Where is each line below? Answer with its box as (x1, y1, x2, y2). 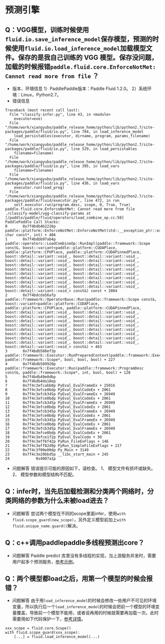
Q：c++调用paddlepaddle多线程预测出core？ (5, 539, 145, 547)
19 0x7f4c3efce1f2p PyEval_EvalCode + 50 (5, 435, 102, 439)
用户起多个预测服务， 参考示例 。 (12, 558, 77, 564)
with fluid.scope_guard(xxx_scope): (5, 630, 80, 635)
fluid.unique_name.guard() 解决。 (12, 523, 81, 528)
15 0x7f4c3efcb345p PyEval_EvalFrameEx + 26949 (5, 417, 115, 422)
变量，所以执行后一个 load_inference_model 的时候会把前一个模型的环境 (12, 604, 156, 610)
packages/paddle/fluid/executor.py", (5, 198, 82, 203)
